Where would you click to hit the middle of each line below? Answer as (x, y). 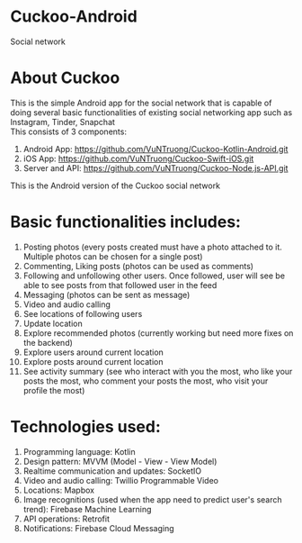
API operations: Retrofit (67, 519)
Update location (53, 323)
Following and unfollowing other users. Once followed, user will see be (154, 276)
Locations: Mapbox (59, 490)
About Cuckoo (65, 78)
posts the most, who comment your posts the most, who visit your (146, 381)
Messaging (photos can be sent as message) (107, 294)
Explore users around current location (93, 352)
